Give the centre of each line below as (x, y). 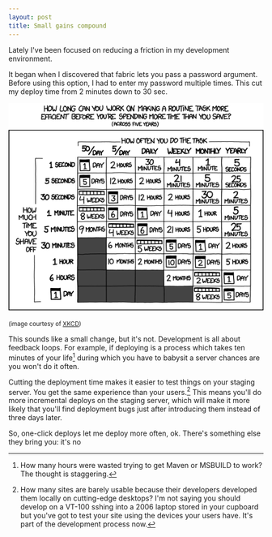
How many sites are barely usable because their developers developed (138, 490)
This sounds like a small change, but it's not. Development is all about (125, 339)
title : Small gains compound (57, 26)
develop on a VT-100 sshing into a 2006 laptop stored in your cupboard (139, 507)
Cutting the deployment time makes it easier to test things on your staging (132, 382)
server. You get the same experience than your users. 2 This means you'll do (135, 391)
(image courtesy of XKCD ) (45, 324)
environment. (30, 58)
